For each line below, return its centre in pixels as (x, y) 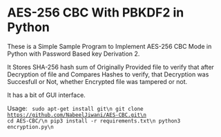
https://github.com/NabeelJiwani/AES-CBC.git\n (77, 115)
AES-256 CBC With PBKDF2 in (96, 13)
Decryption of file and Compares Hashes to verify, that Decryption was (108, 74)
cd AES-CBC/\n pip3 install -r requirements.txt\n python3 (94, 121)
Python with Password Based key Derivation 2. (74, 54)
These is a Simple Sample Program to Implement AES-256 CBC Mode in (109, 46)
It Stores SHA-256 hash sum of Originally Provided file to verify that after (110, 67)
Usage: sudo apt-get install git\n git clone (75, 108)
